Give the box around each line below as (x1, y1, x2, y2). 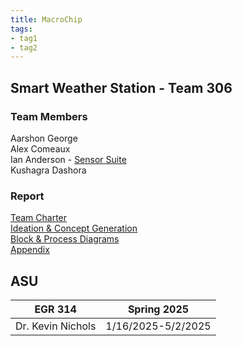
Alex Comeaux (10, 142, 71, 155)
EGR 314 (34, 302, 77, 316)
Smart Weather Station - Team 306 (10, 79, 233, 96)
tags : (10, 24, 33, 34)
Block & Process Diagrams (10, 233, 120, 245)
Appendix (10, 244, 50, 256)
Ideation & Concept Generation (10, 222, 138, 235)
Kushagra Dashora (10, 164, 87, 176)
